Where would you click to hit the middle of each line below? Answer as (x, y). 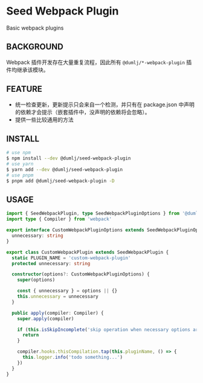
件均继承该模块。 (27, 69)
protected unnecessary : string (51, 263)
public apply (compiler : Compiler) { (58, 313)
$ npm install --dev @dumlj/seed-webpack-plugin (69, 158)
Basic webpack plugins (35, 28)
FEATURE (24, 89)
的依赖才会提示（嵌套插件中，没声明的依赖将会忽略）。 (82, 112)
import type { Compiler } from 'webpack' (59, 219)
